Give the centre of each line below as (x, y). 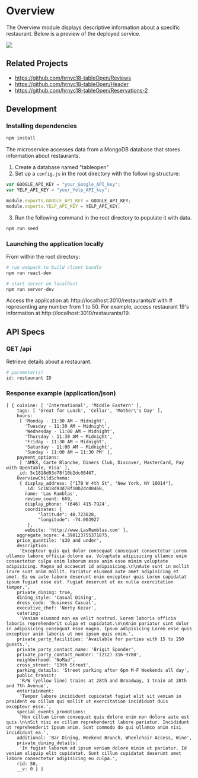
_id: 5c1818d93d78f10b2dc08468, (65, 489)
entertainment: (36, 691)
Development (32, 109)
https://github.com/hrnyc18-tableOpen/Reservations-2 (81, 90)
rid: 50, (28, 764)
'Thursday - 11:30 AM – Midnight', (68, 437)
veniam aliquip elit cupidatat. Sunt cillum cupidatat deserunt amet (94, 754)
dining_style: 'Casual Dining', (57, 598)
